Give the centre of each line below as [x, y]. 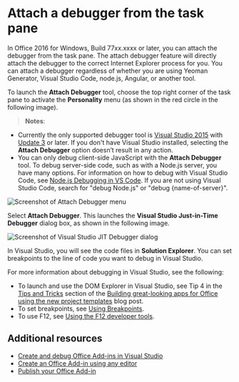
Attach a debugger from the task [106, 13]
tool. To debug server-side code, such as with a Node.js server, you [117, 165]
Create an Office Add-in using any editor [77, 363]
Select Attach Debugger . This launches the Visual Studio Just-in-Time [113, 215]
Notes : [35, 121]
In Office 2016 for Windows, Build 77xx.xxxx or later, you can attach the [112, 48]
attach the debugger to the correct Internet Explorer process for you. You [115, 63]
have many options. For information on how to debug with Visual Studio [123, 172]
